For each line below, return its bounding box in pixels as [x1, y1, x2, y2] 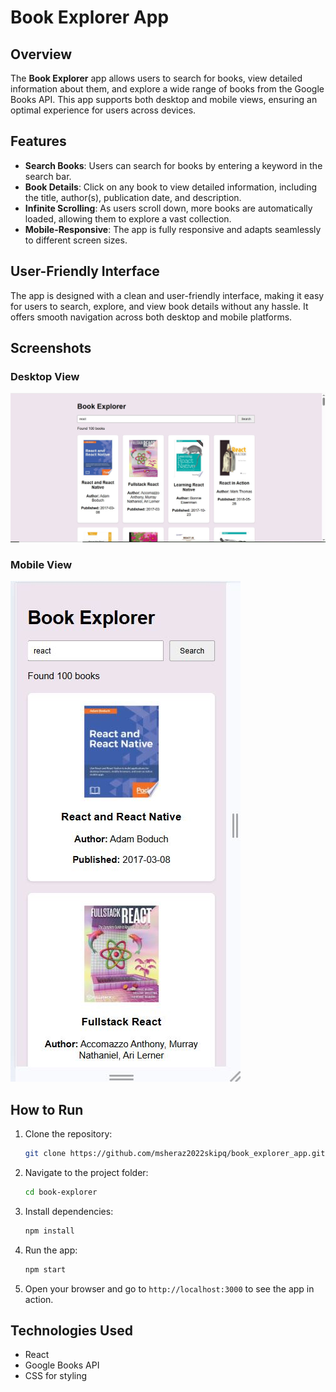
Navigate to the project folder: [24, 1167, 149, 1178]
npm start [24, 1264, 67, 1275]
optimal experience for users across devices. [10, 104, 197, 116]
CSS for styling [24, 1370, 88, 1382]
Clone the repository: [24, 1128, 113, 1140]
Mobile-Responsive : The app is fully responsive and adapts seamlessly [24, 223, 322, 235]
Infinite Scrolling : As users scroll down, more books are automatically [24, 202, 313, 214]
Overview [10, 46, 73, 63]
